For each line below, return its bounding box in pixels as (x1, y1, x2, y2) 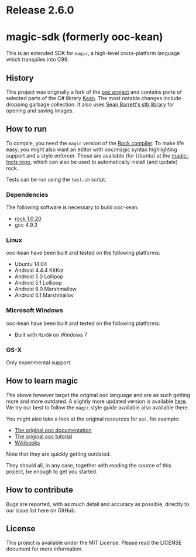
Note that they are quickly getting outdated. (6, 450, 111, 457)
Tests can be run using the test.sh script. (6, 176, 107, 183)
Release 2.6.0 (6, 4, 74, 17)
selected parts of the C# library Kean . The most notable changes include (6, 94, 181, 101)
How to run (6, 124, 47, 134)
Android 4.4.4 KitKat (14, 267, 64, 274)
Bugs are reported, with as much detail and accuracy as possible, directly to (6, 500, 190, 507)
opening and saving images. (6, 107, 74, 114)
